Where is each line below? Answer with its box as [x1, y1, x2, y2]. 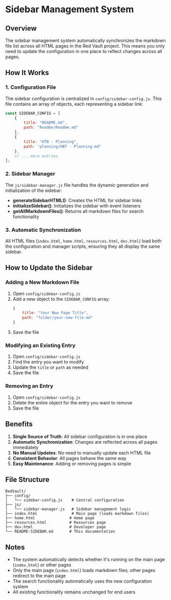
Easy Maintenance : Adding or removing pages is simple [12, 461, 131, 467]
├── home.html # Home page [5, 516, 95, 521]
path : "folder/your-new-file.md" [22, 315, 93, 320]
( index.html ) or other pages [12, 562, 71, 568]
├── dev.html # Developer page [5, 524, 106, 530]
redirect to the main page [12, 573, 66, 579]
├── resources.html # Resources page [5, 520, 106, 525]
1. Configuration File [5, 84, 56, 91]
